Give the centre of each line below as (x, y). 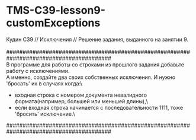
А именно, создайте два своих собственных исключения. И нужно (91, 77)
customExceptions (53, 23)
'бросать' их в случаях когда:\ (44, 83)
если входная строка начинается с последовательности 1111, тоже (99, 107)
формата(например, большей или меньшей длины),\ (81, 101)
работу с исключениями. (38, 71)
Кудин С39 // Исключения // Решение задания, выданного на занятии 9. (97, 39)
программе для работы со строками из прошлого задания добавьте (98, 64)
